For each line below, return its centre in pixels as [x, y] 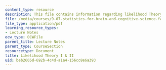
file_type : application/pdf [34, 23]
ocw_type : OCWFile [24, 37]
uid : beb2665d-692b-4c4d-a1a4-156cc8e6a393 [51, 60]
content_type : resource [30, 10]
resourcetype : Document [30, 51]
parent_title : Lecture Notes [35, 42]
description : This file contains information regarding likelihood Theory [84, 14]
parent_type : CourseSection [34, 46]
